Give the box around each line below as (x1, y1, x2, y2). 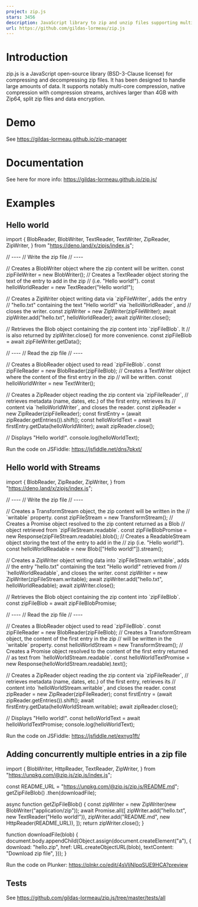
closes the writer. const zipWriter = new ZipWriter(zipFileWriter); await (6, 308, 176, 315)
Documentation (6, 156, 84, 170)
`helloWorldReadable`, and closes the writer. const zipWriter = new (6, 569, 168, 576)
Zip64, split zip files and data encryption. (6, 95, 105, 102)
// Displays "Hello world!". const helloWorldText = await (6, 714, 140, 721)
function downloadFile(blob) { (6, 831, 78, 838)
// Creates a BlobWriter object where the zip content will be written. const (6, 265, 184, 272)
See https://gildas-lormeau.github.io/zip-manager (6, 135, 127, 142)
